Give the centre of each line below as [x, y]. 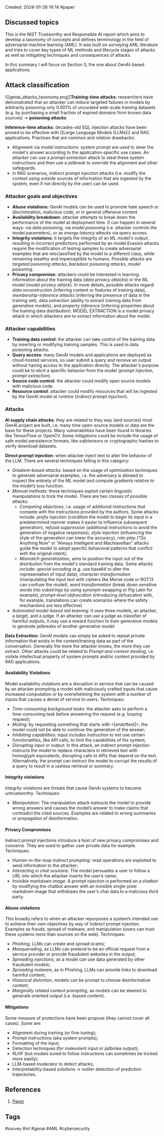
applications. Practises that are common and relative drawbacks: [70, 138]
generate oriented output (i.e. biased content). [59, 996]
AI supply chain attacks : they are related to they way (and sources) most [79, 420]
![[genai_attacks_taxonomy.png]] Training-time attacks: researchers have [79, 97]
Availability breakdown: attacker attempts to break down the [74, 217]
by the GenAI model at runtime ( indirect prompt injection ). [70, 396]
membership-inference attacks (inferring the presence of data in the [81, 295]
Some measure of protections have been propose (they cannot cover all [77, 1018]
